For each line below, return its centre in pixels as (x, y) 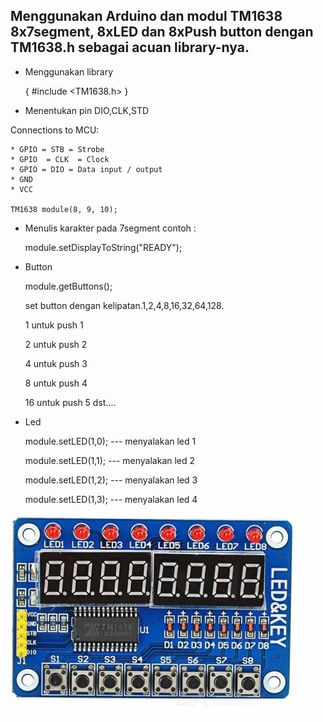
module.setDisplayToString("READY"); (103, 247)
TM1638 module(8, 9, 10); (64, 209)
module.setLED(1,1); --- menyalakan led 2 (110, 460)
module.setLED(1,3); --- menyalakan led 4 (111, 499)
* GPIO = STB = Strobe (57, 149)
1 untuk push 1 (54, 325)
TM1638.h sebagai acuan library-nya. (130, 47)
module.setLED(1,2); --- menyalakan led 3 (111, 480)
